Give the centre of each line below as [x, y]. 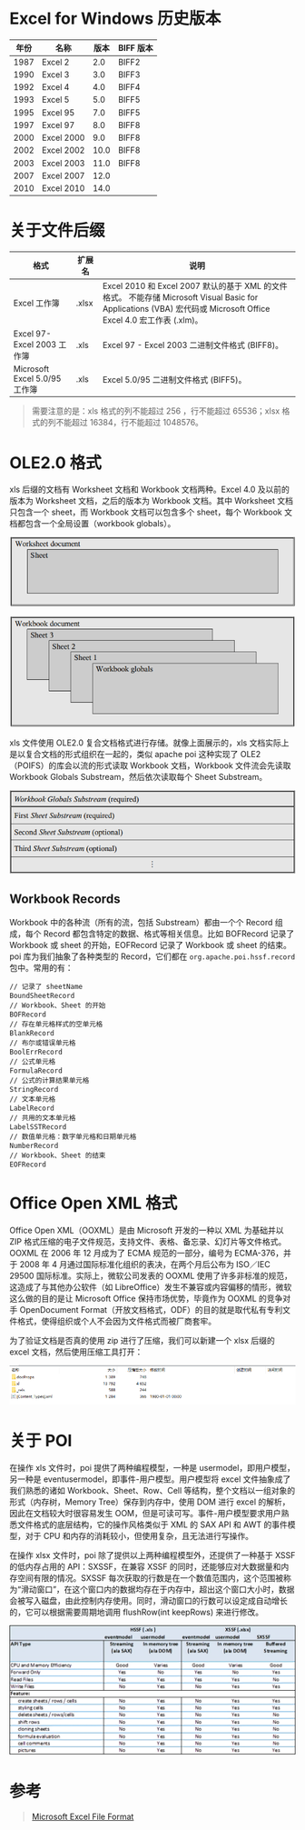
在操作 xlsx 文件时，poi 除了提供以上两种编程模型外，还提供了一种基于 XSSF [152, 1555]
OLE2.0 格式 [56, 462]
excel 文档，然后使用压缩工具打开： [76, 1352]
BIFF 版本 [136, 48]
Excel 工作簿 [37, 303]
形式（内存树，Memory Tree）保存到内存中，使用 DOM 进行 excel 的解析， [150, 1502]
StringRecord [34, 1089]
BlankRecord [32, 1033]
